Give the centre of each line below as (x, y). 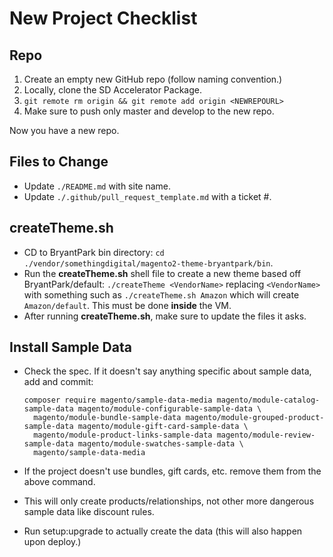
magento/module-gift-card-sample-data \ (163, 427)
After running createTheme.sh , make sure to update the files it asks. (165, 316)
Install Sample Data (70, 347)
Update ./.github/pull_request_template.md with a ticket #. (147, 196)
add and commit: (58, 382)
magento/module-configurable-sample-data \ (169, 409)
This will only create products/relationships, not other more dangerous (169, 501)
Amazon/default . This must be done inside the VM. (127, 305)
